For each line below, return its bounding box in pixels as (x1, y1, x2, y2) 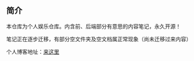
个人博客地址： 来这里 (6, 48, 59, 55)
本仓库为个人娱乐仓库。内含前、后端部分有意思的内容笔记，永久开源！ (6, 23, 181, 30)
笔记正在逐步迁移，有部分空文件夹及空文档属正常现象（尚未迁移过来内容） (6, 35, 192, 42)
